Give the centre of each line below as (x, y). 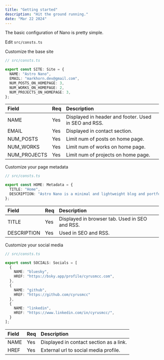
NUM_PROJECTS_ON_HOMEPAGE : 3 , (40, 92)
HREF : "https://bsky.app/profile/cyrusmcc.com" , (64, 276)
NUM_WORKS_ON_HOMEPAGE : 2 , (37, 88)
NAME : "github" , (31, 290)
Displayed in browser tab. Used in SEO (103, 218)
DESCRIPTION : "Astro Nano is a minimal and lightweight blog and (77, 194)
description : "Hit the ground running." (47, 14)
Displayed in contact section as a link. (84, 342)
